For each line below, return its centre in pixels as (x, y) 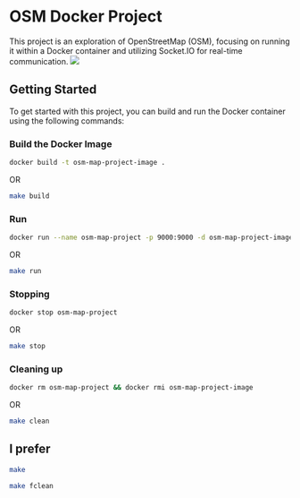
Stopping (30, 294)
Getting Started (53, 90)
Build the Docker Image (61, 143)
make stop (28, 347)
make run (25, 270)
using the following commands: (67, 120)
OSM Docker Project (86, 17)
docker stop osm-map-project (63, 313)
